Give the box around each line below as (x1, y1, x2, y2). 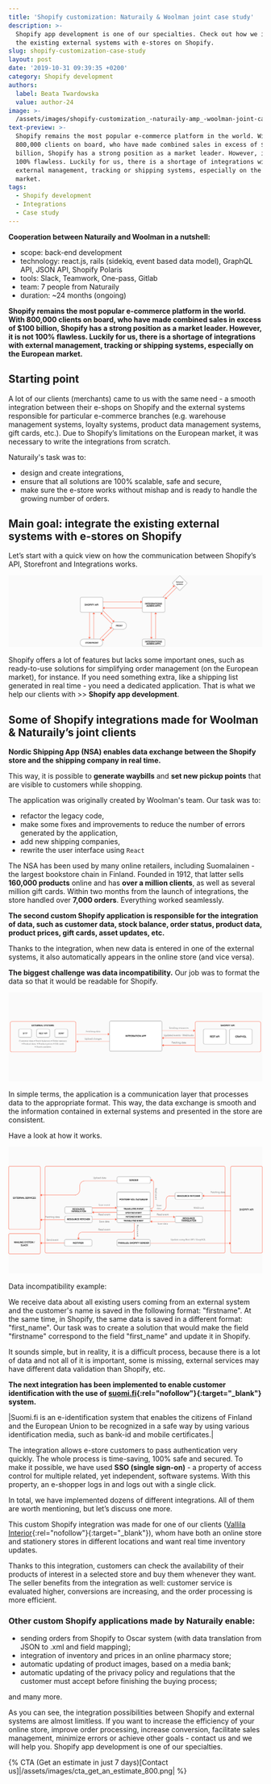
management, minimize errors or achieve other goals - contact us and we (8, 1733, 252, 1743)
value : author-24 (15, 98, 74, 107)
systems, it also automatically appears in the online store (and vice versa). (8, 952, 255, 962)
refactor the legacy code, (19, 811, 105, 821)
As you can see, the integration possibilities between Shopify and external (8, 1707, 255, 1718)
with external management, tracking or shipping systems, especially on (8, 340, 254, 350)
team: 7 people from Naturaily (19, 282, 119, 291)
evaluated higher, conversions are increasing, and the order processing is (8, 1586, 252, 1597)
